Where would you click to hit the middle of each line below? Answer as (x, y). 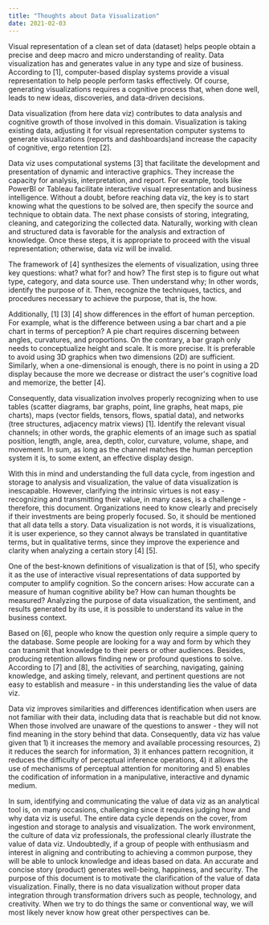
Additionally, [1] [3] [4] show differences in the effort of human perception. (132, 314)
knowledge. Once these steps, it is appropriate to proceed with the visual (129, 240)
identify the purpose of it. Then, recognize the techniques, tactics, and (125, 290)
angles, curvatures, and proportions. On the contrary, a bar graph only (124, 340)
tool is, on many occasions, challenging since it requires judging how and (129, 809)
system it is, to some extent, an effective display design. (101, 458)
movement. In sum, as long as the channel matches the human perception (130, 449)
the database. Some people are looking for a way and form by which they (130, 642)
